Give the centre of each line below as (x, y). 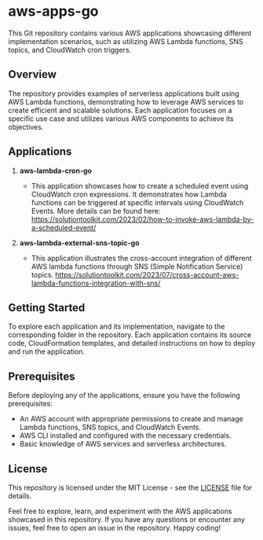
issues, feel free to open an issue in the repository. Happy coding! (115, 528)
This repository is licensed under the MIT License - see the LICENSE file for (130, 487)
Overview (33, 74)
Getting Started (47, 308)
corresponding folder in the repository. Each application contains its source (130, 335)
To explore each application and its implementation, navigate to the (117, 327)
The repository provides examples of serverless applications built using (124, 94)
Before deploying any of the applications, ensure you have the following (124, 395)
